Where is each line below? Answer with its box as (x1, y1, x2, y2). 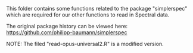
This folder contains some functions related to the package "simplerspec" (6, 5, 188, 12)
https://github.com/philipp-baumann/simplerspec (6, 29, 127, 36)
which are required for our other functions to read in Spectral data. (6, 11, 170, 18)
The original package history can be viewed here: (6, 23, 128, 29)
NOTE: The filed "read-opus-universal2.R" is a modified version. (6, 41, 164, 47)
